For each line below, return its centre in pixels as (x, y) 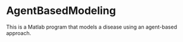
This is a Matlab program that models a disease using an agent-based (91, 27)
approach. (19, 33)
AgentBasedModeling (61, 11)
